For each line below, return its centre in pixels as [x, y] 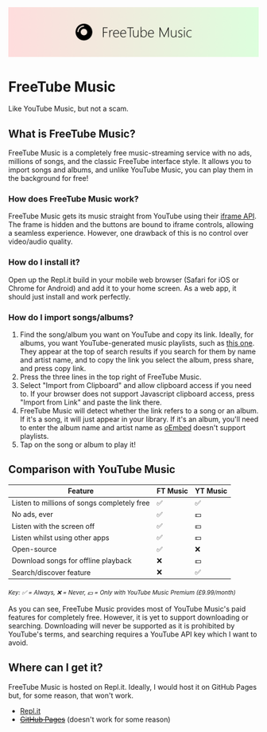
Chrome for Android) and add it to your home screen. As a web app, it [122, 288]
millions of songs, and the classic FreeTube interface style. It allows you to [130, 162]
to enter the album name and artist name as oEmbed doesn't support [133, 428]
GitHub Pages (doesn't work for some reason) [95, 719]
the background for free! [48, 178]
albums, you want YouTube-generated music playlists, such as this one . [137, 343]
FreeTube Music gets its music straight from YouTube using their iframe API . [132, 216]
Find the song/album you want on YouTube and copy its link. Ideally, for [137, 335]
